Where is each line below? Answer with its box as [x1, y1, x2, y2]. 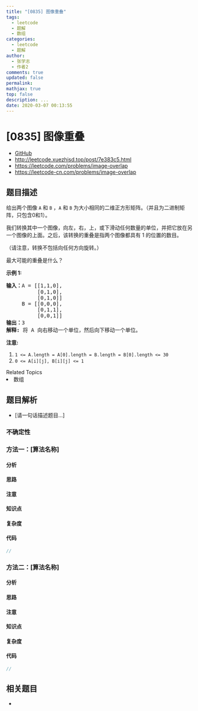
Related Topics [6, 369, 43, 376]
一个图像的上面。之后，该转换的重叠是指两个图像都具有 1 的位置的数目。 [6, 232, 182, 239]
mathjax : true [6, 86, 41, 92]
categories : [6, 36, 35, 42]
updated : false [6, 75, 44, 81]
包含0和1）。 [21, 212, 51, 219]
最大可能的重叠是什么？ [6, 257, 63, 264]
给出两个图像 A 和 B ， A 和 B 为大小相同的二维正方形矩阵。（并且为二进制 [6, 204, 180, 211]
